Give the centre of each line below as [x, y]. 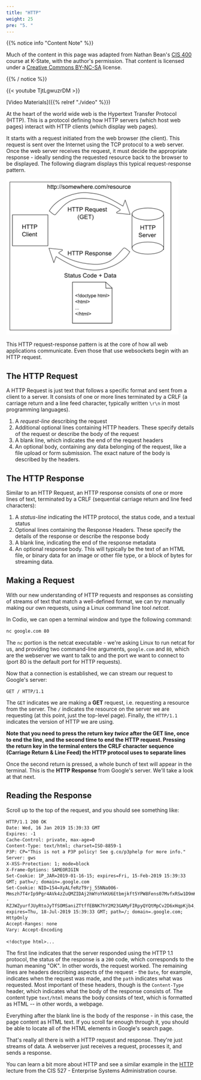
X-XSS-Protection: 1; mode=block [48, 864]
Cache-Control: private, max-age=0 [51, 840]
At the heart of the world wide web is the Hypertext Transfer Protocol [92, 114]
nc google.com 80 [28, 631]
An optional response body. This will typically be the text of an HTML [100, 549]
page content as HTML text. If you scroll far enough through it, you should [98, 1022]
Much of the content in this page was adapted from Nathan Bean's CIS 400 [99, 55]
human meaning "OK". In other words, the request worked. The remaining [97, 965]
